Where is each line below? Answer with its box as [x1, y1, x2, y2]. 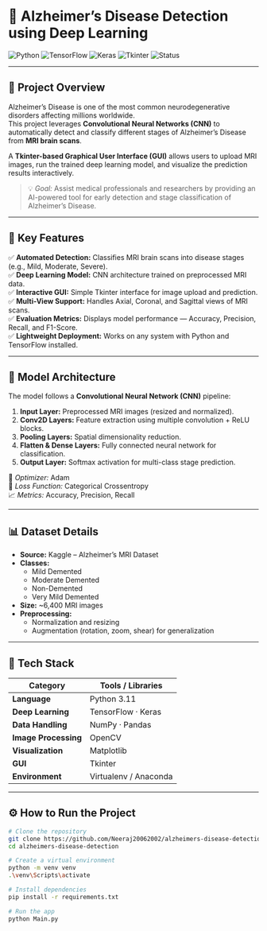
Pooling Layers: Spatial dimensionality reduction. [19, 433, 181, 442]
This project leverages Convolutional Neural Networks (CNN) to [8, 118, 220, 128]
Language [12, 693, 52, 704]
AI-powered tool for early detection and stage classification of [27, 192, 232, 202]
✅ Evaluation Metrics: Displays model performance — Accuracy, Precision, [8, 313, 257, 323]
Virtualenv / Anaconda [89, 771, 173, 782]
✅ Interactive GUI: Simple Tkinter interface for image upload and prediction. [8, 287, 258, 297]
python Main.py [8, 914, 59, 923]
